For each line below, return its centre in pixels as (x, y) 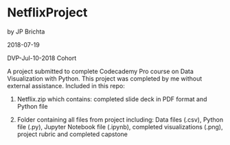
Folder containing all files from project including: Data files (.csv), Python (120, 119)
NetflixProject (47, 13)
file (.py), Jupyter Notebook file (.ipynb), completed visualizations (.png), (120, 127)
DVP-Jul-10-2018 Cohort (42, 58)
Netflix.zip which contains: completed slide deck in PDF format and (112, 99)
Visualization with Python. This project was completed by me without (105, 78)
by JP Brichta (26, 31)
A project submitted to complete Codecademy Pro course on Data (101, 71)
